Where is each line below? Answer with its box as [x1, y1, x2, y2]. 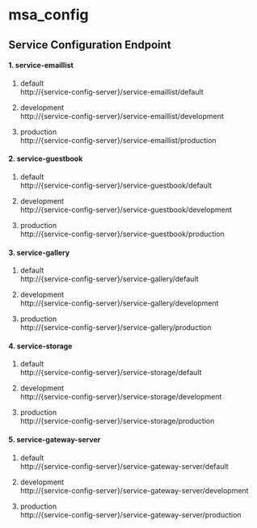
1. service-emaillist [8, 61, 74, 70]
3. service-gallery [8, 247, 70, 257]
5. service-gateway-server [8, 434, 101, 444]
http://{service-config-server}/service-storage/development [19, 392, 222, 402]
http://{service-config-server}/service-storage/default [19, 368, 202, 378]
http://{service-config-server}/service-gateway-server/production [19, 509, 242, 519]
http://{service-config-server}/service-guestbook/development [19, 205, 232, 214]
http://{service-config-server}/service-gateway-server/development [19, 485, 249, 495]
